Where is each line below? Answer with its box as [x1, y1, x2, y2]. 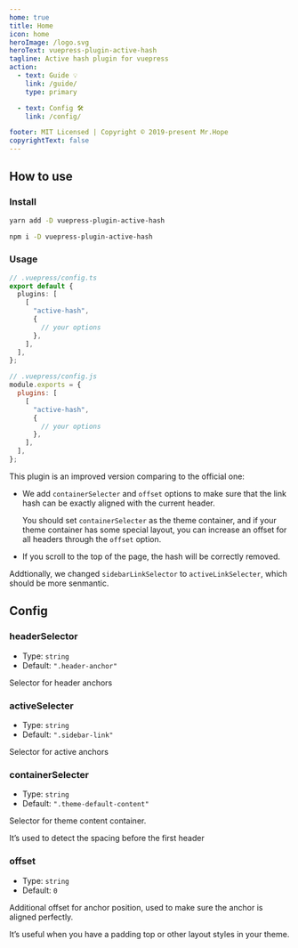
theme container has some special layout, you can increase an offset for [21, 524, 287, 535]
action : [9, 63, 38, 72]
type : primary [25, 87, 77, 96]
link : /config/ [25, 112, 82, 121]
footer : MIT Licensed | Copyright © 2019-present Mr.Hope [9, 128, 229, 137]
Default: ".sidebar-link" [21, 729, 114, 740]
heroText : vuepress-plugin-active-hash [9, 46, 157, 55]
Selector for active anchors [9, 746, 109, 757]
